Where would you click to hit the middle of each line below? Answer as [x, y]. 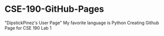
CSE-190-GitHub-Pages [54, 9]
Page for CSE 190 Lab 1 [28, 28]
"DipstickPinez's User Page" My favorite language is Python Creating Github [82, 23]
